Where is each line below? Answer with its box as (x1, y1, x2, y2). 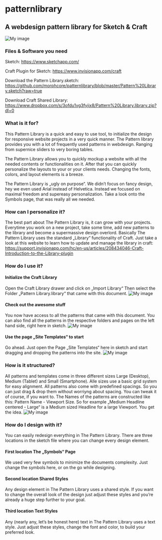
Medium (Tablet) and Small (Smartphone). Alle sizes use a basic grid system (5, 378, 157, 384)
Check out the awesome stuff (5, 301, 66, 307)
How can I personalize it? (5, 208, 65, 215)
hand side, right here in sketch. (5, 323, 67, 329)
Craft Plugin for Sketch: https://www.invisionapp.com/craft (5, 68, 122, 74)
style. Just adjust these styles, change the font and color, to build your (5, 524, 146, 530)
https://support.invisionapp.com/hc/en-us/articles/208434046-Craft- (5, 245, 144, 251)
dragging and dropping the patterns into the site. (5, 350, 102, 356)
